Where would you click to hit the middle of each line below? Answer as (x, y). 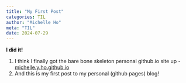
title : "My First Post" (35, 11)
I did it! (15, 50)
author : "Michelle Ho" (34, 22)
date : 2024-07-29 (27, 33)
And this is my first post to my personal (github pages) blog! (87, 74)
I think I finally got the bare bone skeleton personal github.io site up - (97, 61)
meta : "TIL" (20, 28)
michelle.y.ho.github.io (42, 67)
